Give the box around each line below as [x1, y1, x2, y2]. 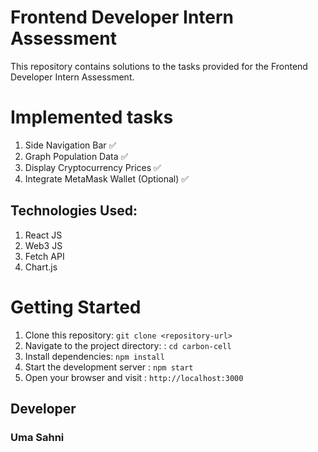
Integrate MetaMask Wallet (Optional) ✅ [24, 172, 190, 185]
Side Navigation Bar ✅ [24, 139, 117, 151]
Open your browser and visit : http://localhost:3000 [24, 371, 244, 383]
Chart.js [24, 261, 58, 273]
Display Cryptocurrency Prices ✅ [24, 161, 162, 173]
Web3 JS [24, 239, 63, 251]
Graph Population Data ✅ [24, 150, 129, 162]
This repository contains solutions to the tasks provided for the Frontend [10, 60, 308, 72]
